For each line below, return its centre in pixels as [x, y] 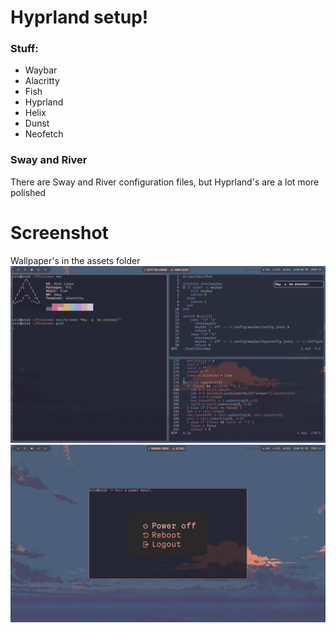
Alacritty [42, 81]
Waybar [41, 70]
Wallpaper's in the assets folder [75, 260]
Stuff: [24, 49]
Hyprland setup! [79, 17]
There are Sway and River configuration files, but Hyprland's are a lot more [165, 182]
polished [28, 192]
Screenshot [59, 232]
